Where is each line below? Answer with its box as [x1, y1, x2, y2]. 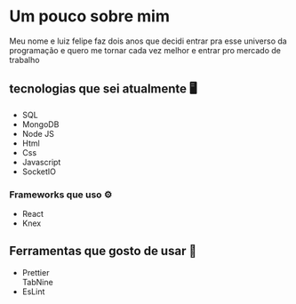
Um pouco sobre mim [9, 6, 171, 27]
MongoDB [21, 118, 60, 130]
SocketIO [21, 166, 56, 177]
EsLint [21, 286, 45, 297]
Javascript [21, 156, 61, 167]
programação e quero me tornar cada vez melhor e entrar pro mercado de [9, 44, 282, 55]
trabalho [9, 54, 40, 65]
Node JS [21, 128, 55, 139]
